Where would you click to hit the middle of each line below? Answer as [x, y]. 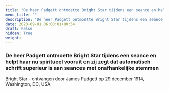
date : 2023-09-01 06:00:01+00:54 [40, 24]
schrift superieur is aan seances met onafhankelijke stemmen [82, 68]
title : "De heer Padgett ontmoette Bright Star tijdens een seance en [81, 10]
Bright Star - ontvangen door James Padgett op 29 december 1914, [75, 79]
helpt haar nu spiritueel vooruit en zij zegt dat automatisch [78, 62]
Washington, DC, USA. [28, 84]
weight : [13, 38]
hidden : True [19, 33]
